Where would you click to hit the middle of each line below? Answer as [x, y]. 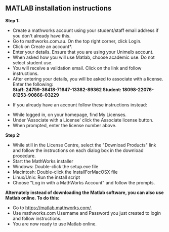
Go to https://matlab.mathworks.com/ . [52, 208]
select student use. [33, 62]
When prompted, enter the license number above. [65, 125]
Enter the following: [33, 84]
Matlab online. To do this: [32, 198]
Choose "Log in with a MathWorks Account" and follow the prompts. [84, 182]
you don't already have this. [41, 35]
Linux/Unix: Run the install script [46, 177]
